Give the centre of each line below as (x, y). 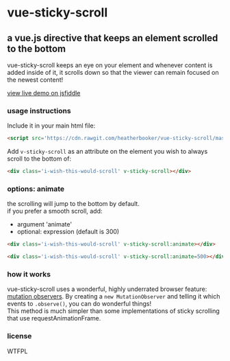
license (20, 336)
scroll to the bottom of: (39, 159)
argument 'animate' (44, 224)
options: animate (36, 189)
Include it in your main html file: (51, 126)
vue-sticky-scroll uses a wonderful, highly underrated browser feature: (107, 289)
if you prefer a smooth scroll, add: (55, 211)
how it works (29, 275)
